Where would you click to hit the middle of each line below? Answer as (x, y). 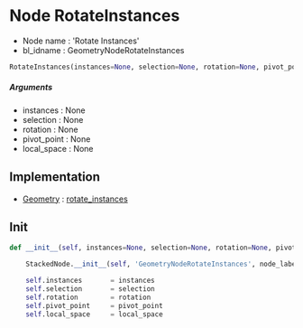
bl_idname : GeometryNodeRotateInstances (103, 50)
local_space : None (58, 148)
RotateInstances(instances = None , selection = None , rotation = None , (134, 67)
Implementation (55, 177)
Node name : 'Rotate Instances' (81, 41)
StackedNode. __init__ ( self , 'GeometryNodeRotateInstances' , (141, 264)
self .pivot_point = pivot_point (95, 305)
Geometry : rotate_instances (75, 199)
